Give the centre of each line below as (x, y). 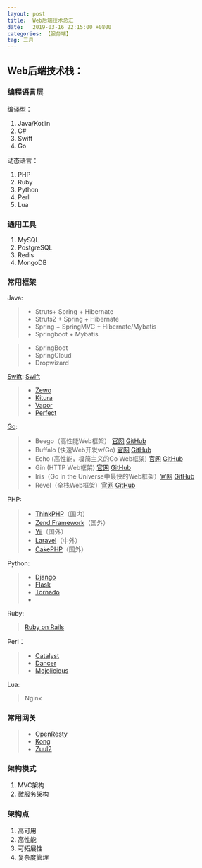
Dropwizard (52, 363)
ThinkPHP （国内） (62, 514)
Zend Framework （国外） (72, 523)
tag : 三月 (20, 40)
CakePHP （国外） (61, 549)
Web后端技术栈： (45, 70)
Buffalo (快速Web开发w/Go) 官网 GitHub (93, 450)
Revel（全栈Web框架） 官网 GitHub (85, 486)
